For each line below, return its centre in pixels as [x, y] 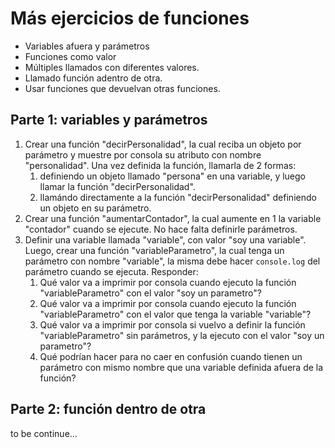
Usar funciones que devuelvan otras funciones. [122, 88]
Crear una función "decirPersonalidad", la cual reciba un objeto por [163, 144]
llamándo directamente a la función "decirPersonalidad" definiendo [178, 197]
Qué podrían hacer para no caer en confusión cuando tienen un [171, 356]
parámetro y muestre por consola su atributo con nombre [143, 154]
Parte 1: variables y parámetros [109, 120]
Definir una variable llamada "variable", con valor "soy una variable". [165, 239]
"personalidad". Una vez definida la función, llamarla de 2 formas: [160, 165]
